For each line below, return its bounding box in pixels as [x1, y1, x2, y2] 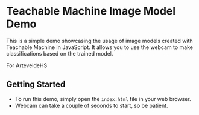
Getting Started [6, 79, 66, 90]
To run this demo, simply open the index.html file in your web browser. [14, 95, 191, 102]
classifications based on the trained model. [6, 50, 113, 57]
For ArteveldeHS [6, 62, 48, 69]
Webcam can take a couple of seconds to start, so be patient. [14, 102, 168, 109]
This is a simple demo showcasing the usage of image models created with [6, 37, 193, 44]
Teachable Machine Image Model [6, 4, 176, 18]
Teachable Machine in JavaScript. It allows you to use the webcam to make [6, 44, 193, 51]
